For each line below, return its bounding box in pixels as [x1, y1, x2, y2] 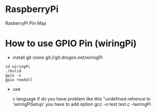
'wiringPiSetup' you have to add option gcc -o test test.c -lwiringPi [12, 101, 151, 107]
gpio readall [5, 77, 33, 82]
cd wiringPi [5, 64, 30, 69]
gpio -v [5, 73, 22, 78]
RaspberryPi [5, 4, 59, 15]
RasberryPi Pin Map [5, 20, 46, 26]
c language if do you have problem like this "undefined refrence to [12, 95, 151, 101]
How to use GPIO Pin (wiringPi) [5, 38, 137, 49]
